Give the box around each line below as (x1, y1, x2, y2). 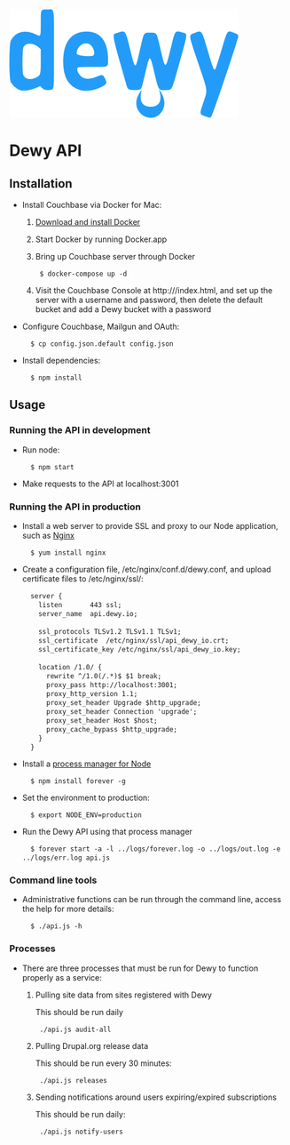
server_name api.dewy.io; (38, 609, 138, 618)
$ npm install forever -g (30, 776, 126, 786)
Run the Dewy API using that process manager (21, 826, 193, 837)
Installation (9, 176, 73, 191)
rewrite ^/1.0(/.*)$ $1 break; (45, 671, 162, 680)
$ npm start (30, 462, 74, 471)
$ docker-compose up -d (39, 269, 128, 278)
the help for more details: (21, 903, 114, 915)
